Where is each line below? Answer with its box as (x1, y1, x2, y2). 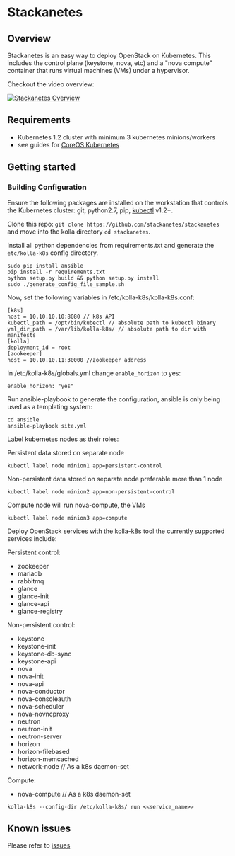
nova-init (17, 672, 44, 680)
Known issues (7, 822, 71, 834)
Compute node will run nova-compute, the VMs (7, 501, 146, 509)
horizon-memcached (17, 755, 79, 763)
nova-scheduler (17, 702, 64, 710)
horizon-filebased (17, 747, 70, 755)
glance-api (17, 599, 49, 607)
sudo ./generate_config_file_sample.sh (7, 280, 125, 287)
